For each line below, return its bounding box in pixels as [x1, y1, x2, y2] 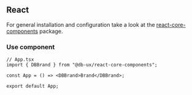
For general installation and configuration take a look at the [6, 21, 155, 28]
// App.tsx [6, 57, 34, 63]
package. [39, 27, 63, 35]
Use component [6, 43, 55, 51]
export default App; [6, 83, 60, 90]
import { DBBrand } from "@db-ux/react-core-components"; [6, 62, 158, 68]
